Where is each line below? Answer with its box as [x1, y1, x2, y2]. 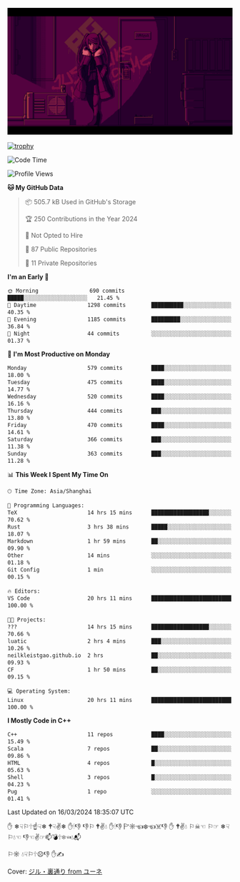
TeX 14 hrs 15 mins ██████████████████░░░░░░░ [7, 508, 232, 516]
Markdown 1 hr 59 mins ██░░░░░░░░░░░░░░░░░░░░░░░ [7, 537, 232, 545]
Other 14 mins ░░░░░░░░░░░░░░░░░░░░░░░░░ [7, 551, 232, 559]
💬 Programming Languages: [7, 501, 84, 509]
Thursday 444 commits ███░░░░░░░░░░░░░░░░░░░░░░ [7, 407, 232, 414]
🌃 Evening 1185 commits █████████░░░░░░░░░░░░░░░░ [7, 316, 232, 323]
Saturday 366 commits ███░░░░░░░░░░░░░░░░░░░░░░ [7, 436, 232, 443]
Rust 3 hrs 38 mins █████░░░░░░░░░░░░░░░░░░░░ [7, 523, 232, 531]
